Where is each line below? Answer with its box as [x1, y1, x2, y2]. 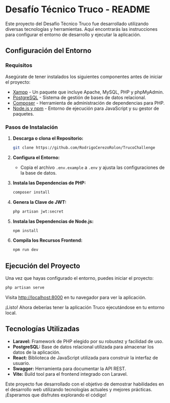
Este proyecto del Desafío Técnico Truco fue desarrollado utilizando [5, 21, 149, 27]
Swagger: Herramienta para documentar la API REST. [12, 366, 126, 372]
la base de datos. [20, 169, 57, 176]
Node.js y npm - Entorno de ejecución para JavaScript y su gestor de [12, 105, 159, 111]
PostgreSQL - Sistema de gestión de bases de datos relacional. [12, 94, 146, 101]
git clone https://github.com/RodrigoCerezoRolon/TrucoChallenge [12, 145, 155, 150]
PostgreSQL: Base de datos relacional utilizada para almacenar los [12, 343, 154, 350]
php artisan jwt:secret [12, 209, 64, 214]
